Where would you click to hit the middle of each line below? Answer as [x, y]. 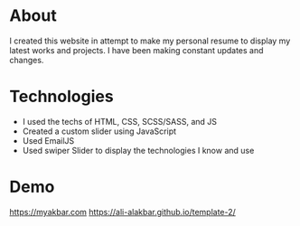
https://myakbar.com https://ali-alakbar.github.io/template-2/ [123, 212]
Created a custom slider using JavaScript [99, 131]
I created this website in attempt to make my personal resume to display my [150, 41]
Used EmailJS [48, 140]
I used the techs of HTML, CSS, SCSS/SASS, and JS [120, 121]
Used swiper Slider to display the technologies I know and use [138, 150]
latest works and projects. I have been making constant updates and [136, 50]
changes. [27, 60]
